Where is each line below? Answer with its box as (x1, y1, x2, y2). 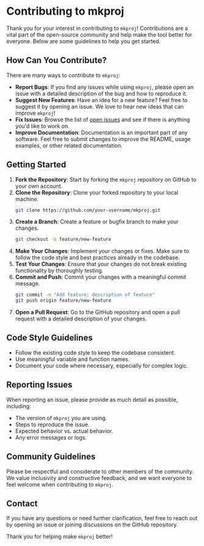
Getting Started (6, 160, 67, 170)
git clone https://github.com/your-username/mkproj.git (15, 207, 161, 213)
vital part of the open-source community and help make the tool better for (6, 31, 192, 38)
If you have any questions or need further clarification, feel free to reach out (6, 515, 198, 522)
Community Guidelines (6, 451, 96, 462)
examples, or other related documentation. (15, 142, 123, 149)
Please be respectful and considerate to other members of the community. (6, 468, 194, 475)
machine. (15, 195, 39, 202)
